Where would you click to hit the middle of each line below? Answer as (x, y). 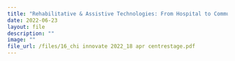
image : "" (22, 40)
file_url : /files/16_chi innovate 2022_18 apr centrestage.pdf (101, 46)
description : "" (31, 33)
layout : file (26, 27)
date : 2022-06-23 (33, 20)
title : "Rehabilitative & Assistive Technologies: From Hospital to (109, 14)
